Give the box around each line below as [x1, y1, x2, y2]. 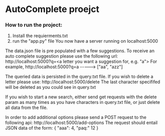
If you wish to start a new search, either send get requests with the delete [5, 94, 157, 100]
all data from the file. [5, 104, 48, 111]
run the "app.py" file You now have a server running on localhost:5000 [12, 38, 158, 44]
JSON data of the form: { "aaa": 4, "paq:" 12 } [5, 125, 98, 131]
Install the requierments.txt [12, 33, 68, 39]
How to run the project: [5, 22, 62, 29]
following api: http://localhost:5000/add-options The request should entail [5, 119, 158, 126]
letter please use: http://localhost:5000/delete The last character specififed [5, 79, 160, 85]
